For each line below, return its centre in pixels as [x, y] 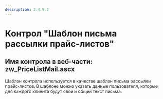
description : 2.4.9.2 [27, 9]
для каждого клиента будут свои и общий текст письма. [63, 91]
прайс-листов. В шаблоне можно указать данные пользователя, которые [81, 86]
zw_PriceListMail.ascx [40, 69]
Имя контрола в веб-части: [49, 62]
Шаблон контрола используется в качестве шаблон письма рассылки [78, 81]
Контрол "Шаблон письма [61, 33]
